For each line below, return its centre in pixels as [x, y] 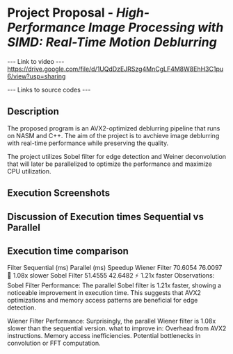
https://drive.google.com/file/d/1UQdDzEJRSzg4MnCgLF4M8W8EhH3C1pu [115, 69]
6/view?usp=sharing [37, 76]
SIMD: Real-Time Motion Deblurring [112, 42]
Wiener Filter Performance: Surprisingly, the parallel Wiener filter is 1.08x [112, 321]
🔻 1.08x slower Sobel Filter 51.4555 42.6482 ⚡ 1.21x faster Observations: [111, 276]
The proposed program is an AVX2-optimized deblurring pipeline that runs [114, 128]
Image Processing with [156, 27]
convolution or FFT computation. [54, 343]
